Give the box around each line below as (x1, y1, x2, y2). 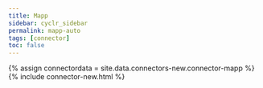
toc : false (8, 42, 45, 50)
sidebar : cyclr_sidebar (8, 19, 88, 27)
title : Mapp (8, 11, 48, 20)
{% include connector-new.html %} (8, 72, 125, 82)
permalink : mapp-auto (8, 26, 81, 34)
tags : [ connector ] (8, 34, 70, 42)
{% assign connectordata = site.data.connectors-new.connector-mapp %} (8, 63, 255, 73)
